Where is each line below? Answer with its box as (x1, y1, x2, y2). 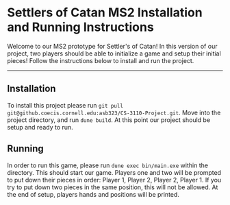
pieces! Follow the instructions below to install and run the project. (7, 56, 194, 64)
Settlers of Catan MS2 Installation (7, 5, 203, 21)
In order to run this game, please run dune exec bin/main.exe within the (7, 161, 209, 169)
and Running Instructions (7, 19, 154, 35)
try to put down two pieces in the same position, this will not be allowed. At (7, 183, 218, 191)
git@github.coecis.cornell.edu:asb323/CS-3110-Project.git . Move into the (7, 108, 221, 117)
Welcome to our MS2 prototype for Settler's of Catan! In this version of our (7, 42, 218, 50)
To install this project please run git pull (7, 101, 123, 109)
